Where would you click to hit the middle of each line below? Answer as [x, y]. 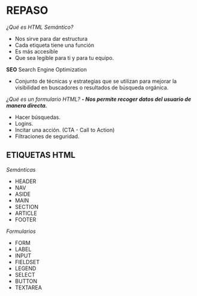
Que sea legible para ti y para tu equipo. [64, 58]
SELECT [25, 274]
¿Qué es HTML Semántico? [40, 27]
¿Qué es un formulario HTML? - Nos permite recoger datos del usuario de [99, 99]
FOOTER [25, 219]
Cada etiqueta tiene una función [54, 45]
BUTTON [26, 281]
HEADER [25, 181]
